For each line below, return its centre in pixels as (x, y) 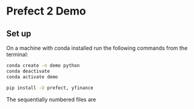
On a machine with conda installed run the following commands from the (97, 48)
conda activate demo (32, 77)
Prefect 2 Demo (46, 11)
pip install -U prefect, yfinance (50, 88)
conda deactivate (28, 71)
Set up (19, 34)
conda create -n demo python (43, 65)
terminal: (17, 54)
